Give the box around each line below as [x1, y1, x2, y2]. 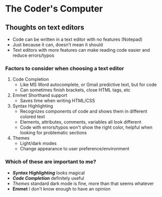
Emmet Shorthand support [12, 92, 68, 98]
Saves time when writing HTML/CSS [20, 97, 95, 104]
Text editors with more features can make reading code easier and [12, 47, 150, 53]
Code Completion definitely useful [12, 175, 84, 181]
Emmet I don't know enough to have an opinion [12, 185, 111, 191]
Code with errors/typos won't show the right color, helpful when [20, 124, 153, 131]
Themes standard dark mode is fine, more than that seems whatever [12, 180, 154, 186]
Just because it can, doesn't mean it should [12, 42, 103, 48]
